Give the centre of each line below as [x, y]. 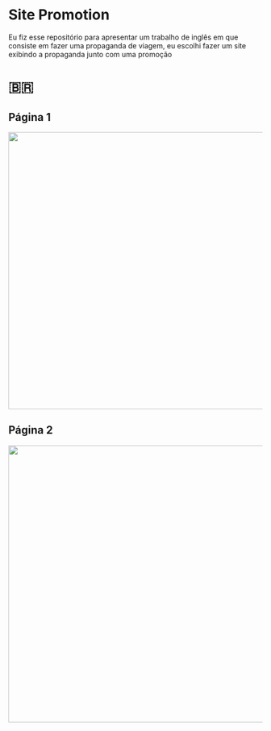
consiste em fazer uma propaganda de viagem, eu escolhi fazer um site [127, 45]
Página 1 [29, 117]
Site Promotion [59, 15]
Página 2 [31, 430]
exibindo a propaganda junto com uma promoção [90, 54]
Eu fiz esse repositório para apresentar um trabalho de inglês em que [123, 37]
